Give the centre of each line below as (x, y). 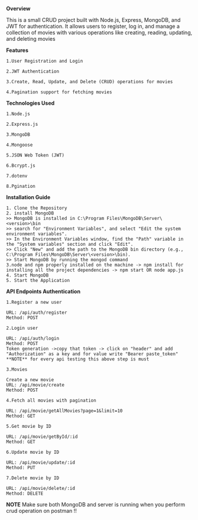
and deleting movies (31, 39)
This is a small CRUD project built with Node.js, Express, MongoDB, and (93, 20)
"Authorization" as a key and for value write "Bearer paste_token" (92, 354)
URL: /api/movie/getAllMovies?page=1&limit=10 (64, 411)
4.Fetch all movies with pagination (51, 401)
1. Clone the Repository (37, 208)
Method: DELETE (25, 493)
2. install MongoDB (30, 213)
